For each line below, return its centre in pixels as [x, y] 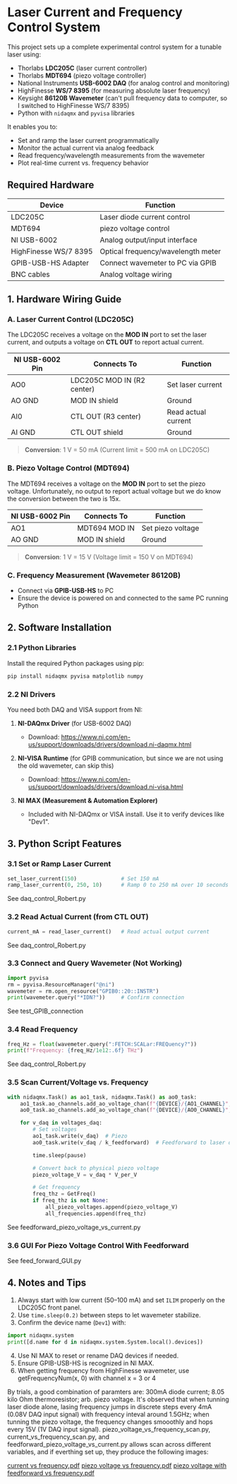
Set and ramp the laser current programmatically [88, 140]
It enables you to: [32, 126]
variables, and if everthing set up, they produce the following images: [108, 1452]
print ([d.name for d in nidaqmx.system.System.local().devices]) [105, 1342]
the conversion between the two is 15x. [64, 498]
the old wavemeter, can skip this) [66, 765]
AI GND [23, 433]
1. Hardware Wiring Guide [65, 300]
